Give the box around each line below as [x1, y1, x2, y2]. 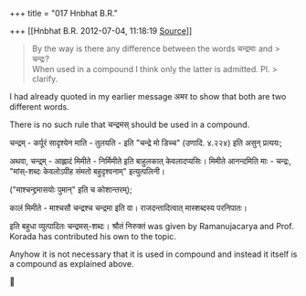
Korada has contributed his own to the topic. [9, 231, 176, 241]
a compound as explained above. [9, 259, 134, 269]
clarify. [31, 73, 58, 84]
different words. [9, 101, 70, 112]
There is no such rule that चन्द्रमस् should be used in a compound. [9, 119, 250, 130]
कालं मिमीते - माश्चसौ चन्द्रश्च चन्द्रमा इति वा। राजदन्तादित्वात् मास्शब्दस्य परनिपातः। [9, 203, 248, 213]
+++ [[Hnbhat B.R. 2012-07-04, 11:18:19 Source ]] [9, 26, 193, 36]
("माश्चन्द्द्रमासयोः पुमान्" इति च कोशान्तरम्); [9, 185, 132, 195]
